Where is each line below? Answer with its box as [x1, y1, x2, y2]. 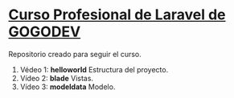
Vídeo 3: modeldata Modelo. [19, 82, 116, 92]
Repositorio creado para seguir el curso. [8, 49, 142, 59]
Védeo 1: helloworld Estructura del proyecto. [19, 64, 169, 74]
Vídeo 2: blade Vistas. [19, 73, 94, 83]
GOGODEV [8, 22, 81, 41]
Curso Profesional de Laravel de [8, 6, 226, 24]
